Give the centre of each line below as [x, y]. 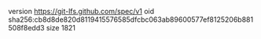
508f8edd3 [26, 28]
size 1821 [61, 28]
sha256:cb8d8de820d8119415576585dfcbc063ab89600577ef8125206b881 [131, 19]
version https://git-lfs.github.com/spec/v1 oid [81, 11]
